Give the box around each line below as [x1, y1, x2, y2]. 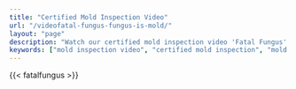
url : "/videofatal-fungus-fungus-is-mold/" [9, 21, 173, 30]
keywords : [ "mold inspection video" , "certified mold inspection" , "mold [9, 46, 288, 55]
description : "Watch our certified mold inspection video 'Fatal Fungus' [9, 37, 288, 47]
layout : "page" [9, 29, 66, 38]
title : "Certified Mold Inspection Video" [9, 12, 168, 22]
